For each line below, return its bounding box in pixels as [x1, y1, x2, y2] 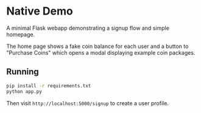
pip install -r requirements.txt [6, 83, 91, 89]
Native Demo [6, 4, 73, 18]
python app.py [6, 88, 43, 95]
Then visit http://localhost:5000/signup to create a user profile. [6, 99, 169, 107]
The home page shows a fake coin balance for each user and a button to [6, 43, 189, 50]
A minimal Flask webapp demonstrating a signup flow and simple [6, 24, 169, 32]
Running [6, 67, 40, 77]
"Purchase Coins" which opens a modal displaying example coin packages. [6, 49, 196, 56]
